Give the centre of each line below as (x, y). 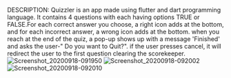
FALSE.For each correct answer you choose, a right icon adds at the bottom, (115, 24)
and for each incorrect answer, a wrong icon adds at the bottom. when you (113, 31)
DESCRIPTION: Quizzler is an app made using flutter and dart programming (114, 10)
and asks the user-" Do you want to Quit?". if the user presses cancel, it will (114, 46)
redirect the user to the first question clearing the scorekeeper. (97, 53)
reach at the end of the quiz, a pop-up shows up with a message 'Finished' (114, 39)
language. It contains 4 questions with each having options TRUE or (103, 17)
